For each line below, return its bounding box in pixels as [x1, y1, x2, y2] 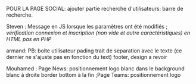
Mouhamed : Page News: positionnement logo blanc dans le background [6, 65, 185, 72]
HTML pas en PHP [6, 36, 52, 42]
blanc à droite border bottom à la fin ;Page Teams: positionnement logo [6, 71, 181, 78]
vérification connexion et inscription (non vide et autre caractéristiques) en [6, 29, 191, 36]
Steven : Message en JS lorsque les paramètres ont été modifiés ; [6, 23, 168, 30]
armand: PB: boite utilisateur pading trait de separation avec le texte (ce [6, 47, 182, 54]
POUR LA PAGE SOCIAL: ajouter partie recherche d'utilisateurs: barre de [6, 5, 183, 12]
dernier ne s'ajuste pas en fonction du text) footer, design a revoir [6, 54, 167, 60]
